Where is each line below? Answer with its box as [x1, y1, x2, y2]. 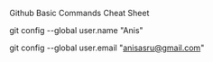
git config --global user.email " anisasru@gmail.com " [9, 42, 205, 53]
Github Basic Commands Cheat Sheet [9, 8, 150, 18]
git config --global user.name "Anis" [9, 25, 144, 35]
